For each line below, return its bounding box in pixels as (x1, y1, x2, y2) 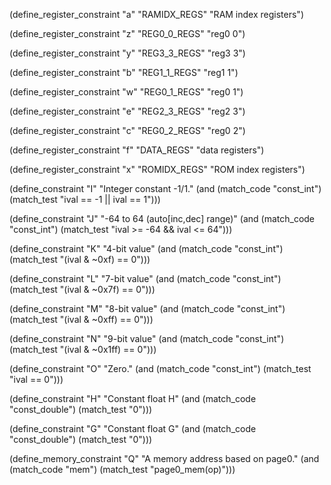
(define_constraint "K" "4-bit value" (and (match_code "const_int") (9, 243, 284, 254)
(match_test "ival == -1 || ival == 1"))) (9, 194, 161, 205)
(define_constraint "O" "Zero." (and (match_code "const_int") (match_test (9, 363, 312, 374)
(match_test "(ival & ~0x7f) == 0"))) (9, 284, 156, 295)
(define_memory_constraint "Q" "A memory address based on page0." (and (9, 453, 320, 464)
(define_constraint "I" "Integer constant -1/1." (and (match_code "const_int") (9, 183, 322, 194)
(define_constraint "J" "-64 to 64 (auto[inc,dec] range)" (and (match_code (9, 213, 316, 224)
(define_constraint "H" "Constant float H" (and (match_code (9, 393, 257, 404)
